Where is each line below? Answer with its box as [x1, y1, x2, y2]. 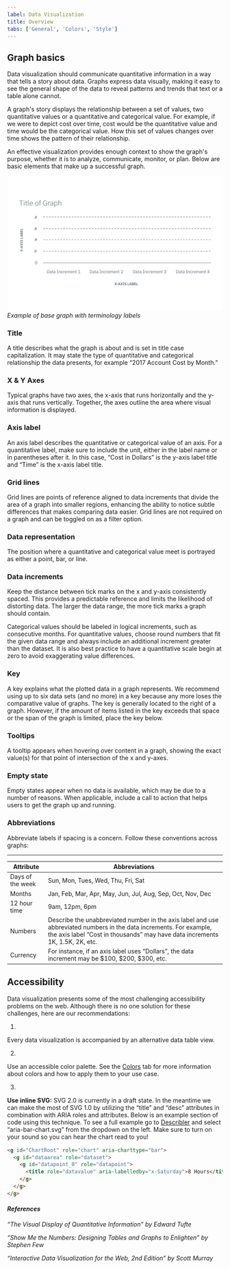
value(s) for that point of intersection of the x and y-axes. [7, 754, 169, 762]
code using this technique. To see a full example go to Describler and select [7, 1118, 221, 1126]
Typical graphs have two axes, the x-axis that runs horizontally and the [7, 391, 207, 399]
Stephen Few [7, 1241, 44, 1249]
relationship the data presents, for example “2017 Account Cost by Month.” [7, 359, 218, 366]
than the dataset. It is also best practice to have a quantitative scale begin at [7, 645, 222, 653]
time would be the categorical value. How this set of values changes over [7, 127, 214, 135]
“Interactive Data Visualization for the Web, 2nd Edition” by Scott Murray [7, 1254, 214, 1262]
